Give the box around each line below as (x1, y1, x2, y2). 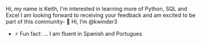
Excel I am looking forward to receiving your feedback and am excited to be (5, 12, 196, 19)
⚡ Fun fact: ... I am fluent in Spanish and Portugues (14, 30, 143, 37)
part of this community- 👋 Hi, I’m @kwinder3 (5, 18, 118, 25)
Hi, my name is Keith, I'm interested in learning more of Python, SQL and (5, 5, 187, 12)
